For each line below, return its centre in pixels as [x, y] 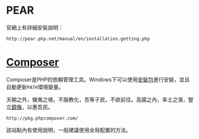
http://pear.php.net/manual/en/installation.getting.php [78, 39]
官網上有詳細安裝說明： [35, 27]
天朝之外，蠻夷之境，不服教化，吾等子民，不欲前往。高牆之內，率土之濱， [97, 99]
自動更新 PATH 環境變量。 [35, 87]
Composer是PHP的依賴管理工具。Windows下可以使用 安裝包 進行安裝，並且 [98, 79]
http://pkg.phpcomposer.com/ [42, 118]
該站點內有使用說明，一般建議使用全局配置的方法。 [69, 130]
